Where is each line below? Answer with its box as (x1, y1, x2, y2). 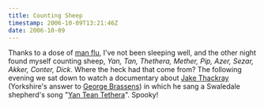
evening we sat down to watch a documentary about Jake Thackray (8, 73, 229, 83)
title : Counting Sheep (8, 11, 83, 20)
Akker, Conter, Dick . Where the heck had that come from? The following (8, 65, 243, 75)
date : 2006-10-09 (8, 26, 66, 34)
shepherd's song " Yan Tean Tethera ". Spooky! (8, 90, 159, 100)
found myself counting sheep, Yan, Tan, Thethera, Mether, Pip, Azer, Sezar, (8, 56, 255, 66)
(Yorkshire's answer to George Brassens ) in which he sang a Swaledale (8, 82, 241, 91)
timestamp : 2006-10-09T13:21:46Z (8, 19, 119, 27)
